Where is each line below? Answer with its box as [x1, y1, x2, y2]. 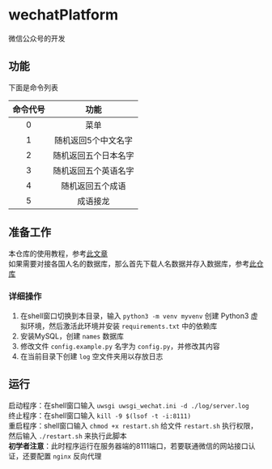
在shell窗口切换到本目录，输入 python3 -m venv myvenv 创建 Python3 [19, 310, 249, 321]
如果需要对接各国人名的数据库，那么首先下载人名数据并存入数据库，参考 [8, 258, 249, 268]
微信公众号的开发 [8, 33, 66, 43]
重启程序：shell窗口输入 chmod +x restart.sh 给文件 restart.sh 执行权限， [8, 420, 257, 430]
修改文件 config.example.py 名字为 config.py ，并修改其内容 [19, 341, 220, 351]
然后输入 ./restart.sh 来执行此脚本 [8, 431, 127, 441]
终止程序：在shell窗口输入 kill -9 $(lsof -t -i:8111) [8, 411, 192, 420]
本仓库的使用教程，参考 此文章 [8, 249, 108, 258]
